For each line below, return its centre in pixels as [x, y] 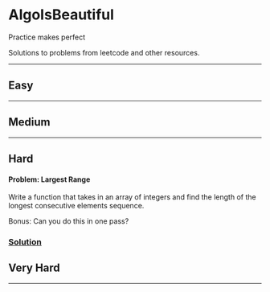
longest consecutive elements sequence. [76, 206]
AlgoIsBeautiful [61, 15]
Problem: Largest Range [49, 179]
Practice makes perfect [47, 37]
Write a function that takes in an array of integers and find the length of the [132, 197]
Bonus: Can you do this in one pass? [69, 221]
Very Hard [34, 268]
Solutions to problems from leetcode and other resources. [104, 52]
